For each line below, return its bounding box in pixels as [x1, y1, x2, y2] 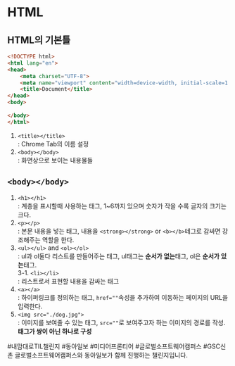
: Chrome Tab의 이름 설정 [17, 139, 89, 148]
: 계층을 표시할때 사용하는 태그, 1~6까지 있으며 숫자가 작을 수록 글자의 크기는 [17, 202, 227, 210]
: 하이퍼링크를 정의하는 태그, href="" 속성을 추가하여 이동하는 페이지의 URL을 [17, 294, 229, 302]
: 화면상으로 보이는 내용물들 [17, 156, 94, 164]
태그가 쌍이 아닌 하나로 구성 [17, 327, 92, 336]
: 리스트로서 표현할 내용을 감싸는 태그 [17, 277, 120, 286]
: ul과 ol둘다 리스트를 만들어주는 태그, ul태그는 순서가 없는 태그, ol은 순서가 [17, 252, 220, 260]
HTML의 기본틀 [7, 34, 71, 46]
